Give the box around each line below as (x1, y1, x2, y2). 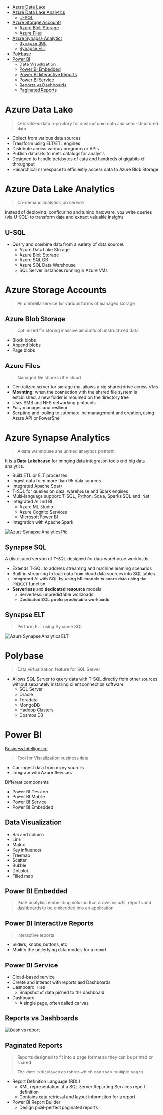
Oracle (19, 691, 33, 697)
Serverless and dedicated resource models (12, 586, 102, 592)
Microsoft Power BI (19, 514, 58, 520)
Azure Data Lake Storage (19, 246, 70, 252)
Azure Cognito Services (19, 509, 67, 515)
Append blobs (12, 342, 41, 348)
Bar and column (12, 831, 44, 837)
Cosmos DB (19, 712, 43, 718)
